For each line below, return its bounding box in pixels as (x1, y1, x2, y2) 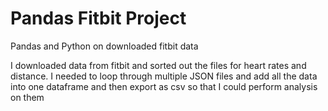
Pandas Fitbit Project (10, 7, 187, 30)
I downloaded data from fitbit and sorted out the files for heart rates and (10, 59, 307, 71)
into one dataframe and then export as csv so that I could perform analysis (10, 80, 318, 92)
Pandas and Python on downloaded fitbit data (10, 40, 199, 52)
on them (10, 91, 45, 103)
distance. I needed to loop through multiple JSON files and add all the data (10, 70, 318, 82)
